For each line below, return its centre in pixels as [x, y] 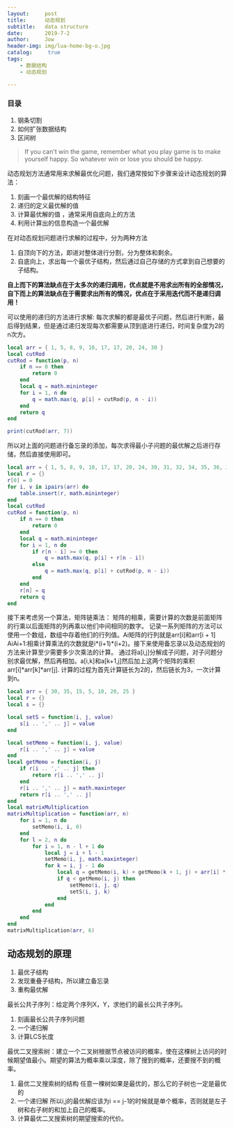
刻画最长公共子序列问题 [51, 1019]
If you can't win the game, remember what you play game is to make [123, 151]
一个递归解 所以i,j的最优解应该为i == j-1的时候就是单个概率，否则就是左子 [122, 1100]
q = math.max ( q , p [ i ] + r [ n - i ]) [94, 558]
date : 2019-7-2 [39, 33]
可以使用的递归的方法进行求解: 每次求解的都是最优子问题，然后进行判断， [112, 317]
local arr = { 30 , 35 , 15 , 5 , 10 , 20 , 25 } [71, 692]
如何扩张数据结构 [42, 129]
